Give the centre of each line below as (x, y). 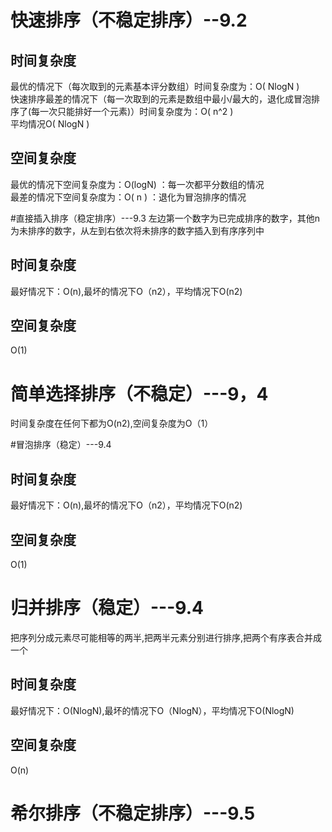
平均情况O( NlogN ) (50, 124)
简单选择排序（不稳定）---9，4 (139, 393)
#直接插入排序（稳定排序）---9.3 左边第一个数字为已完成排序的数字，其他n (165, 218)
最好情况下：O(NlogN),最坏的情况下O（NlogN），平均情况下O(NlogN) (152, 710)
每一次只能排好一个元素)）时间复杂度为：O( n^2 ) (132, 111)
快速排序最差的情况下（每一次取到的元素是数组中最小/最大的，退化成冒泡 (161, 99)
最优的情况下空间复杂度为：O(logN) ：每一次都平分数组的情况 (137, 184)
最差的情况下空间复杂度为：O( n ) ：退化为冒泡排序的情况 (128, 197)
